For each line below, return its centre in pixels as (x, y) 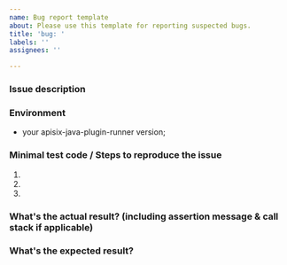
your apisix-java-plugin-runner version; (93, 132)
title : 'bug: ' (37, 34)
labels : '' (29, 42)
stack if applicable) (51, 227)
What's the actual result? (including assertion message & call (144, 216)
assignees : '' (35, 51)
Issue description (47, 90)
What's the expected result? (72, 251)
